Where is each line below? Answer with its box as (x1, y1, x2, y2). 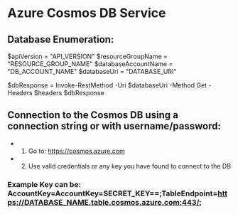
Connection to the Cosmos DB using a (7, 109, 179, 122)
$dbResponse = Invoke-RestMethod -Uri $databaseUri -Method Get (7, 81, 207, 90)
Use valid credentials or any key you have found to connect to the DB (28, 161, 232, 170)
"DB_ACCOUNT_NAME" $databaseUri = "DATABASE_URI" (7, 68, 177, 75)
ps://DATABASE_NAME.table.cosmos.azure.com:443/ (7, 197, 200, 207)
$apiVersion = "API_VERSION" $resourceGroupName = (7, 52, 168, 60)
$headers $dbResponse (33, 89, 104, 97)
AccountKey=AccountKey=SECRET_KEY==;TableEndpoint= (7, 188, 218, 198)
